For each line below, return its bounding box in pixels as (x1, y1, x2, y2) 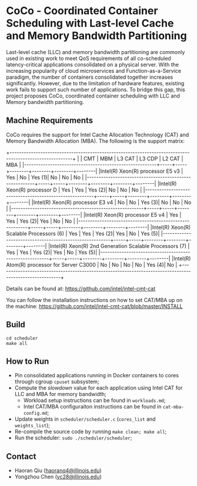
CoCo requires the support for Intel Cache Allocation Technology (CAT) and (6, 131, 189, 138)
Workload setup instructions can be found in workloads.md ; (23, 397, 166, 404)
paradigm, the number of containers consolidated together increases (6, 73, 173, 81)
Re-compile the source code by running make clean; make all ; (14, 428, 167, 435)
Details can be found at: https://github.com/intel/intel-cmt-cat (6, 285, 156, 292)
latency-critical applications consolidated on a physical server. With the (6, 61, 179, 68)
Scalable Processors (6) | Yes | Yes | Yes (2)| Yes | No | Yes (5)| (6, 230, 160, 237)
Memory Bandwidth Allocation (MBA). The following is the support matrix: (6, 137, 185, 145)
